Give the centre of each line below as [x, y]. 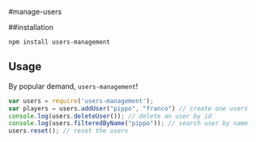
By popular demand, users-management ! [73, 86]
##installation [31, 27]
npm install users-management [60, 42]
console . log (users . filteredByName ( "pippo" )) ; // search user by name [128, 123]
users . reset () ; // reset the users [68, 131]
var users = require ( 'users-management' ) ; [81, 101]
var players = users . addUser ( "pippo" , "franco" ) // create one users [128, 108]
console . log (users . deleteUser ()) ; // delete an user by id [110, 116]
